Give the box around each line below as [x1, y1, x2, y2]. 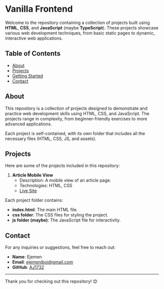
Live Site [19, 188, 37, 194]
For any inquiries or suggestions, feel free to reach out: [5, 244, 116, 250]
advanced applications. [5, 121, 52, 127]
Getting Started [12, 72, 43, 79]
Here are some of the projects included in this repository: [5, 163, 120, 169]
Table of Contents [5, 49, 61, 58]
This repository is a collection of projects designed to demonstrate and [5, 105, 148, 111]
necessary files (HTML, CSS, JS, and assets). [5, 136, 97, 142]
